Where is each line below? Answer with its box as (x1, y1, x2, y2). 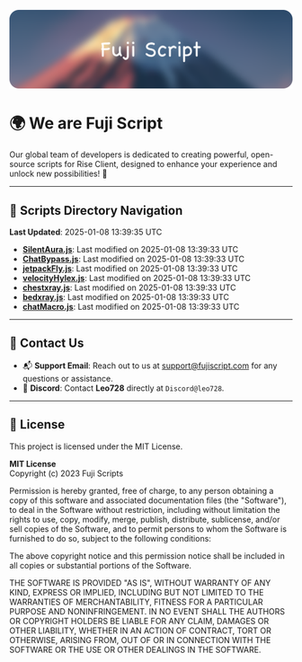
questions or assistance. (22, 373, 114, 384)
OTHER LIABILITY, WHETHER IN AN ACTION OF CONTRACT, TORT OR (9, 625, 271, 636)
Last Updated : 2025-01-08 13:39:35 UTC (9, 226, 163, 238)
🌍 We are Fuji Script (9, 113, 164, 134)
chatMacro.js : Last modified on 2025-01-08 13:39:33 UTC (22, 302, 240, 313)
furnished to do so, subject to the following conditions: (9, 533, 211, 543)
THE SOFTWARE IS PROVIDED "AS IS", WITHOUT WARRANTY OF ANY (9, 577, 271, 588)
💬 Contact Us (9, 336, 84, 351)
